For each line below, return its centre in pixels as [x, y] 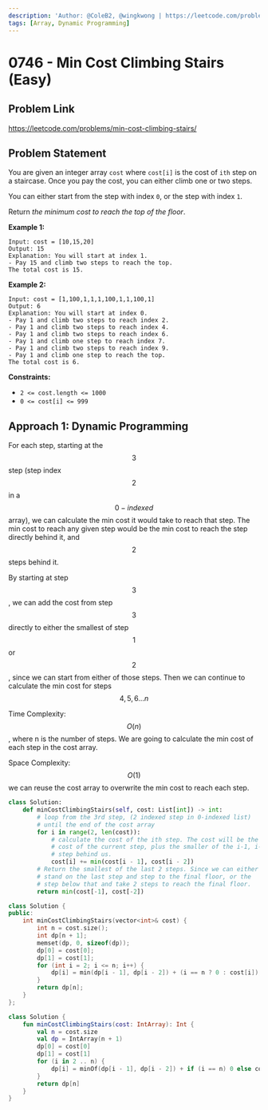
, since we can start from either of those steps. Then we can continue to [127, 678]
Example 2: [27, 285]
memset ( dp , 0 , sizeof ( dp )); [83, 943]
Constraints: [30, 377]
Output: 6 [25, 307]
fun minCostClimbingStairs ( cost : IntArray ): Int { [108, 1024]
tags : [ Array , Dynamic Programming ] [69, 23]
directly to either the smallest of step [69, 628]
